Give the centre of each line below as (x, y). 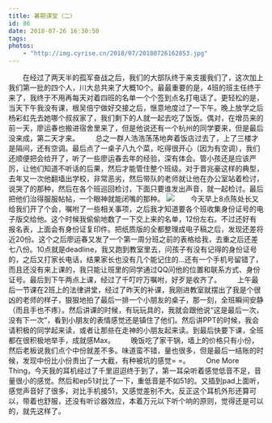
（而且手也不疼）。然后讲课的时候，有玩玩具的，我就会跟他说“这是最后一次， (136, 310)
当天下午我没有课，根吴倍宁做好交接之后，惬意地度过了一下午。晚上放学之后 (136, 108)
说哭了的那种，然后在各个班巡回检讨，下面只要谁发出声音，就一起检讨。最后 (136, 188)
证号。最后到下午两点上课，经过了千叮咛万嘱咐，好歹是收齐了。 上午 (130, 279)
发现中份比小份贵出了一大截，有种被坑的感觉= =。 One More (131, 360)
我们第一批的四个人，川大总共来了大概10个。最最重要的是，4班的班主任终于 (135, 87)
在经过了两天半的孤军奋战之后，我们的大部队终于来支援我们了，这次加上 (143, 77)
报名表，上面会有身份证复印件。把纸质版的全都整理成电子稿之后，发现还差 (132, 229)
